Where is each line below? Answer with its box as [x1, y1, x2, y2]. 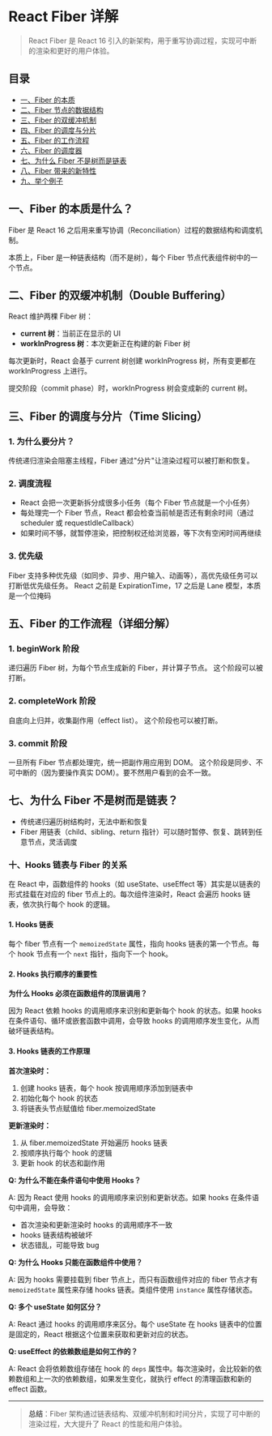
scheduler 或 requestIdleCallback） [19, 518, 139, 528]
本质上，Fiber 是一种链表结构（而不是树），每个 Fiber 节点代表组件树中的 [8, 252, 251, 262]
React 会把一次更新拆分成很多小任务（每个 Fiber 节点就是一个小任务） [19, 498, 254, 507]
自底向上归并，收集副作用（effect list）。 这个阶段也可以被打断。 [8, 715, 223, 725]
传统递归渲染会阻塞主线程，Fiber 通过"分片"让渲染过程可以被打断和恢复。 [8, 455, 254, 466]
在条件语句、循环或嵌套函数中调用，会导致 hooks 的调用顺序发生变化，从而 [8, 1016, 261, 1026]
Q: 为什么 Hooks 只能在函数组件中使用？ [8, 1257, 143, 1267]
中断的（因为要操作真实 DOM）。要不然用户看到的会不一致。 [15, 767, 216, 777]
